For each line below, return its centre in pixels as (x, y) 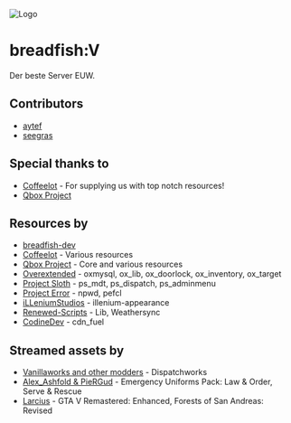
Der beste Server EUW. (52, 75)
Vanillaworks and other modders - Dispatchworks (115, 372)
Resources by (49, 223)
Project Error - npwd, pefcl (72, 293)
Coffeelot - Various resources (78, 255)
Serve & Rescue (52, 391)
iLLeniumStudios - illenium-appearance (96, 303)
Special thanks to (59, 164)
